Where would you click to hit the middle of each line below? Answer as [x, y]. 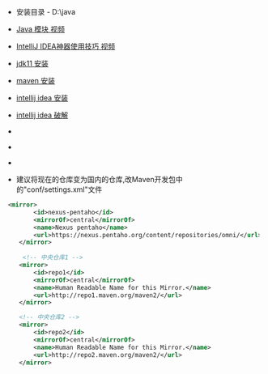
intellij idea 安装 [42, 98]
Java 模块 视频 [40, 29]
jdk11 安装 [32, 64]
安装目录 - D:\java [46, 12]
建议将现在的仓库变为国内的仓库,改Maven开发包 [96, 179]
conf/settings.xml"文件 [65, 189]
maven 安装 [35, 81]
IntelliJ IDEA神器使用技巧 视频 [66, 46]
